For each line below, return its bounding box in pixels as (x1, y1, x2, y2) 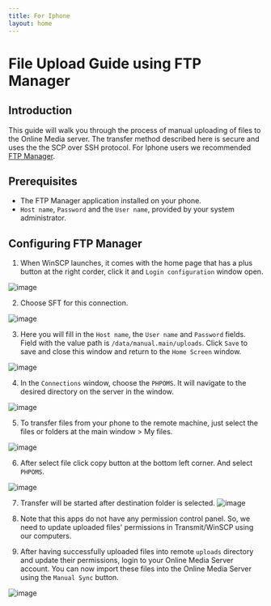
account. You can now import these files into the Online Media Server (19, 564, 252, 574)
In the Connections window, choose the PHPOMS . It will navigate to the (19, 378, 247, 388)
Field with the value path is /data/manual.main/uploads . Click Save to (19, 338, 248, 348)
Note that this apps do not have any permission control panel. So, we (19, 514, 251, 523)
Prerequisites (8, 174, 78, 188)
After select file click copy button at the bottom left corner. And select (19, 459, 253, 468)
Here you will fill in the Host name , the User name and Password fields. (19, 330, 246, 339)
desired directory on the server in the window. (19, 386, 174, 397)
